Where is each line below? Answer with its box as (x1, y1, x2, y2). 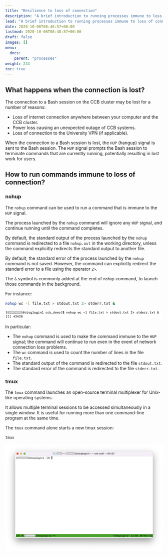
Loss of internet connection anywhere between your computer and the (12, 114, 158, 120)
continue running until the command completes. (5, 225, 104, 231)
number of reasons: (5, 104, 46, 110)
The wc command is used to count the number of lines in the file (12, 350, 144, 356)
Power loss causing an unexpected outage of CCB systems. (12, 125, 136, 131)
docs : (9, 50, 21, 55)
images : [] (5, 40, 28, 45)
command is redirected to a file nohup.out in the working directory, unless (5, 240, 156, 246)
